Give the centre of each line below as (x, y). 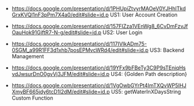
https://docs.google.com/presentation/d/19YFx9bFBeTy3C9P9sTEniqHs (99, 68)
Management (28, 56)
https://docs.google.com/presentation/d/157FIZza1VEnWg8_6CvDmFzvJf (100, 26)
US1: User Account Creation (144, 15)
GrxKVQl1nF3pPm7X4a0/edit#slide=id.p (60, 15)
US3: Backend (167, 50)
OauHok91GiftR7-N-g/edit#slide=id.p (56, 32)
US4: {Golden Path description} (149, 74)
